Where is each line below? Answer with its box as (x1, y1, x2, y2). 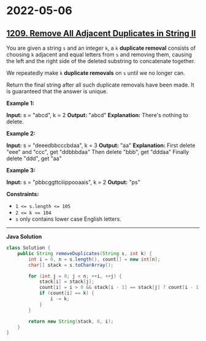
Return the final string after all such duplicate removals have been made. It (6, 81, 194, 88)
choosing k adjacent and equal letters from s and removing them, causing (6, 51, 192, 58)
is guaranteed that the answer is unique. (6, 88, 109, 95)
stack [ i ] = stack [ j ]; (39, 278, 95, 285)
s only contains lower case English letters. (15, 215, 121, 223)
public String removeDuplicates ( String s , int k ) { (17, 250, 152, 256)
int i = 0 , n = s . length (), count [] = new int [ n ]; (28, 256, 161, 262)
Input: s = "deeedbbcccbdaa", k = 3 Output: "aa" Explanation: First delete (6, 142, 196, 149)
